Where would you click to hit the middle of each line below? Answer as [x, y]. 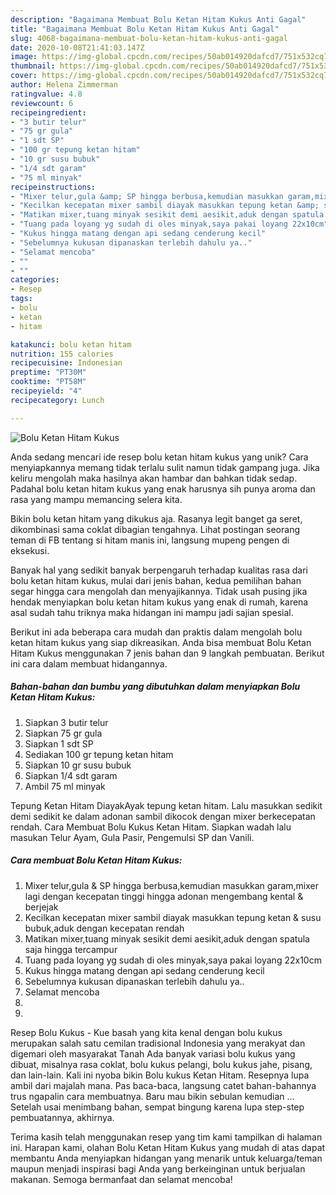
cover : [24, 76]
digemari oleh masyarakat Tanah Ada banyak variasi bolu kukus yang [153, 1053]
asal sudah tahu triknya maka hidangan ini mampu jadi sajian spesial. [152, 612]
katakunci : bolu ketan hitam [71, 344]
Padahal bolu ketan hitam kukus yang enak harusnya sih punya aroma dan [163, 488]
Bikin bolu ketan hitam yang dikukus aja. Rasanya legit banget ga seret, [156, 518]
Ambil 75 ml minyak [65, 786]
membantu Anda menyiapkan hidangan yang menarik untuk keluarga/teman [166, 1158]
